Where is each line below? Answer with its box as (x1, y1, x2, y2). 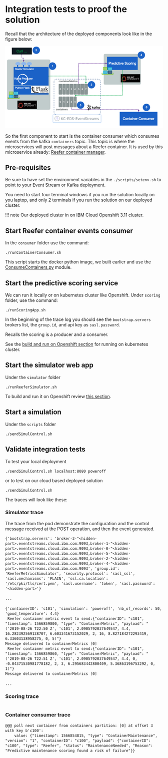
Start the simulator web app (5, 361, 94, 369)
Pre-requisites (5, 164, 51, 172)
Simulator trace (5, 509, 43, 516)
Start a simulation (5, 408, 61, 417)
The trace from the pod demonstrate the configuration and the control (5, 520, 149, 526)
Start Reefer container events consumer (5, 226, 133, 235)
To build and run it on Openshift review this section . (5, 393, 111, 399)
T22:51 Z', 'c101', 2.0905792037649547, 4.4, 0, (34, 656, 137, 661)
